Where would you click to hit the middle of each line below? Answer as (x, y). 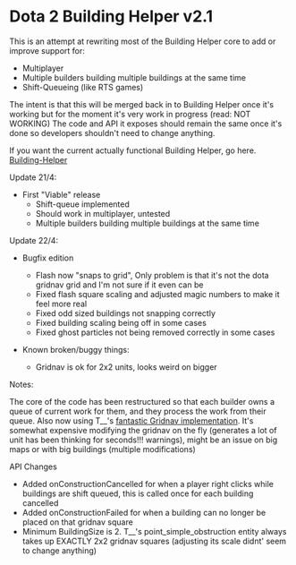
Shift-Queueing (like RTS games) (83, 87)
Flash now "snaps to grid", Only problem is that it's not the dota (152, 275)
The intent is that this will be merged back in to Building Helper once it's (142, 104)
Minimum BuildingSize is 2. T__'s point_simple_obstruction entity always (154, 531)
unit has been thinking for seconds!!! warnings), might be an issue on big (144, 440)
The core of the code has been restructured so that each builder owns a (142, 401)
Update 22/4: (34, 240)
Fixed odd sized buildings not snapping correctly (126, 313)
